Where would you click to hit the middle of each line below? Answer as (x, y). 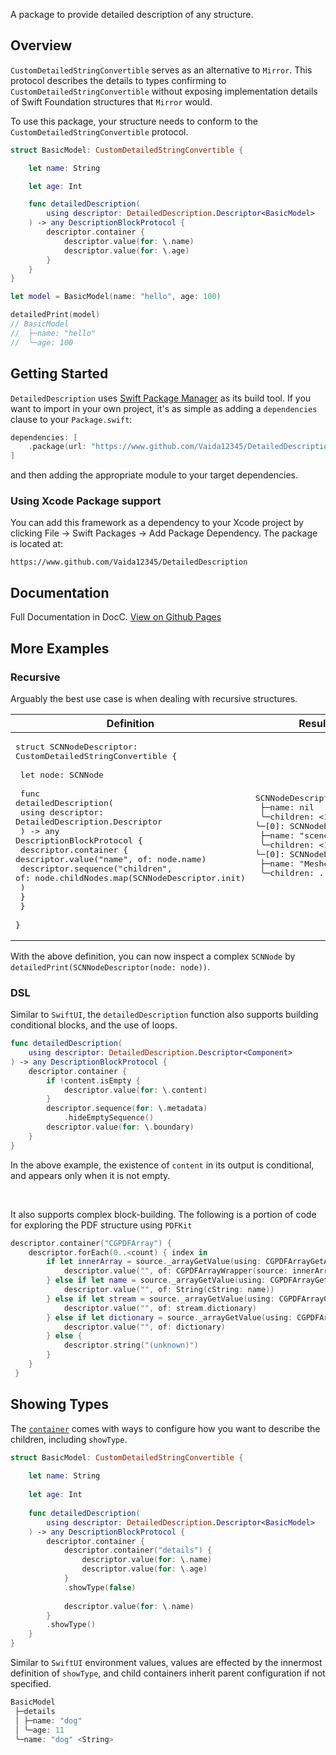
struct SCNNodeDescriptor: (76, 746)
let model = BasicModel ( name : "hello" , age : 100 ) (116, 297)
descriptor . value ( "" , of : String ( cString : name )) (169, 1290)
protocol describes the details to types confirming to (118, 80)
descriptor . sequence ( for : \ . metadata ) (127, 1109)
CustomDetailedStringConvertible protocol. (99, 131)
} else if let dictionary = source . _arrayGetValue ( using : (169, 1317)
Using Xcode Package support (86, 501)
